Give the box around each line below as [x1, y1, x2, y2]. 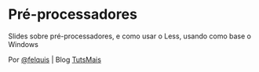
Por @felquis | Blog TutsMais [8, 55, 102, 64]
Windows [8, 39, 39, 49]
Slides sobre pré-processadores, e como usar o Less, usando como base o [8, 31, 251, 41]
